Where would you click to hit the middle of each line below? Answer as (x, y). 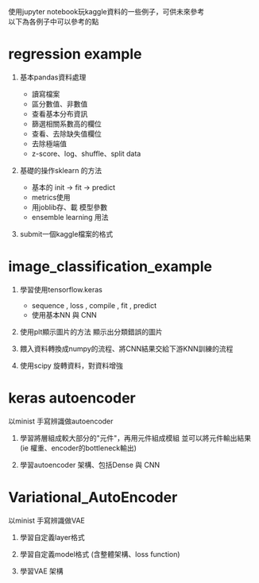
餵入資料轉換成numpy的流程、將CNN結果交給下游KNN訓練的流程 (126, 349)
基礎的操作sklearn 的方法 (61, 170)
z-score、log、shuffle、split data (86, 153)
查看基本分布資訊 (60, 114)
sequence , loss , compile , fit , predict (94, 305)
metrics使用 (51, 197)
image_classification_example (110, 266)
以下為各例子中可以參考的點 (54, 21)
